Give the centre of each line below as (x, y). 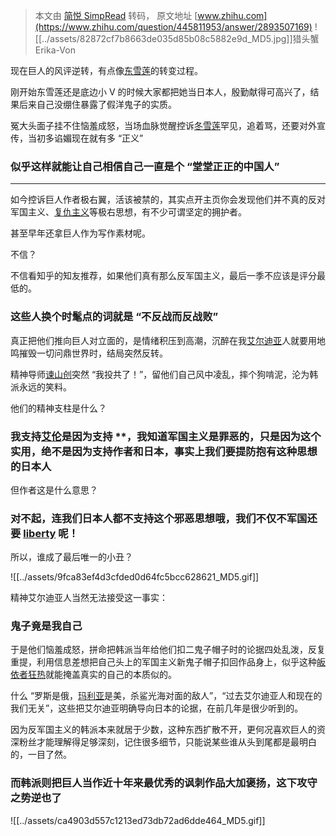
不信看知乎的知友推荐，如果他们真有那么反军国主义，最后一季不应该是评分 (163, 276)
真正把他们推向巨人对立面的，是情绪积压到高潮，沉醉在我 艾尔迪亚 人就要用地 (168, 340)
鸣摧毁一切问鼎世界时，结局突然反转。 (89, 353)
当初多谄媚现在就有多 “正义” (85, 138)
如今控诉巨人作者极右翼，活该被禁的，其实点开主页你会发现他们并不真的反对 (168, 200)
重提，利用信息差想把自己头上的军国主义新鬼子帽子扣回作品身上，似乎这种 (163, 662)
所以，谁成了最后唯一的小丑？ (71, 557)
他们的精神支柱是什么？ (58, 408)
